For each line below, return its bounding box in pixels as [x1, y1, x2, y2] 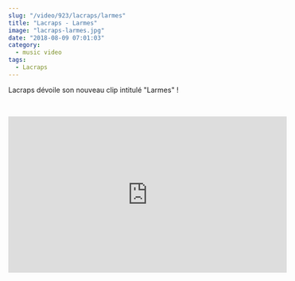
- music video [15, 48, 62, 56]
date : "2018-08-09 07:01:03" [8, 33, 105, 42]
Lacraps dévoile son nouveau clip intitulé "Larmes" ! [8, 85, 179, 94]
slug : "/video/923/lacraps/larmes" [8, 11, 126, 20]
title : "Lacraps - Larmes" [8, 19, 98, 27]
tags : [8, 56, 26, 64]
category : [8, 41, 41, 49]
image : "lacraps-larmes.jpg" [8, 26, 105, 34]
